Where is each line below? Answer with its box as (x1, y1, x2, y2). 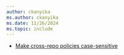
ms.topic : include (6, 25, 53, 32)
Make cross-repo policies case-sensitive (15, 42, 118, 50)
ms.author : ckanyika (6, 15, 59, 21)
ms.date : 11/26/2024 (6, 20, 59, 26)
